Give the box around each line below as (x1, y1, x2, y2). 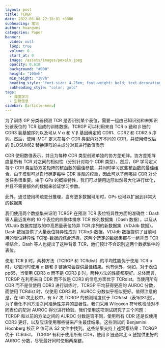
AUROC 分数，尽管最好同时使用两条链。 (5, 338, 86, 344)
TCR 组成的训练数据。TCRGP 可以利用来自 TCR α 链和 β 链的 (27, 124, 151, 129)
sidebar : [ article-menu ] (5, 103, 56, 108)
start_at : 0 (9, 53, 34, 58)
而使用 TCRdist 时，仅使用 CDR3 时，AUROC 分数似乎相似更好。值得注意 (5, 288, 153, 294)
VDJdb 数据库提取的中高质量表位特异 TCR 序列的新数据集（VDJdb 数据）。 (5, 222, 156, 228)
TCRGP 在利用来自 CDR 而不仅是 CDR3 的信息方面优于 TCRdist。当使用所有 (5, 276, 158, 282)
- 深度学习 (9, 94, 29, 99)
